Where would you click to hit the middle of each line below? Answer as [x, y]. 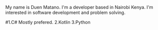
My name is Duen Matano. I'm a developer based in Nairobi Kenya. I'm [79, 7]
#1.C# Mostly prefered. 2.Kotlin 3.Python [48, 22]
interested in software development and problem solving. [65, 12]
